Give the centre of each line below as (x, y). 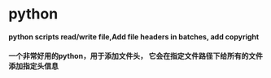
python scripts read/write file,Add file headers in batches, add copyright (134, 36)
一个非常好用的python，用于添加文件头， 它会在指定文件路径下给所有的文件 (135, 56)
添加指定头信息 (33, 66)
